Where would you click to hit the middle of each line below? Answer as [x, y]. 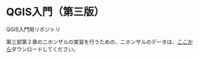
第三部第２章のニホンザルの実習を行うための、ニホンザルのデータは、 [92, 42]
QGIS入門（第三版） [55, 12]
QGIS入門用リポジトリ [33, 29]
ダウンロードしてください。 [45, 49]
